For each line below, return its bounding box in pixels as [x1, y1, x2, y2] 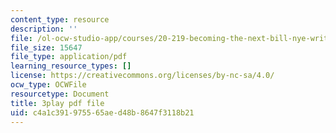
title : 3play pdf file [10, 98, 105, 108]
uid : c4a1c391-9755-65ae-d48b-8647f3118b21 [10, 107, 195, 118]
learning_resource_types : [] [10, 61, 132, 71]
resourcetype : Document [10, 89, 110, 99]
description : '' [10, 24, 78, 34]
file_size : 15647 [10, 42, 83, 53]
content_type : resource [10, 14, 110, 25]
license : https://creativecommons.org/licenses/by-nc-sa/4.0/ [10, 71, 275, 81]
